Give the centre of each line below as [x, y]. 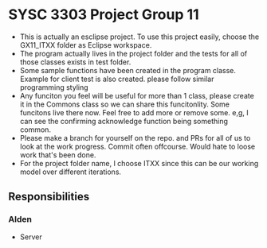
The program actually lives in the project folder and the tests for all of [133, 53]
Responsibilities [49, 197]
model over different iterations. [71, 172]
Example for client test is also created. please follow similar [117, 79]
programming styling [54, 87]
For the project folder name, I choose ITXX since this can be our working [139, 163]
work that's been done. [58, 155]
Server [31, 237]
